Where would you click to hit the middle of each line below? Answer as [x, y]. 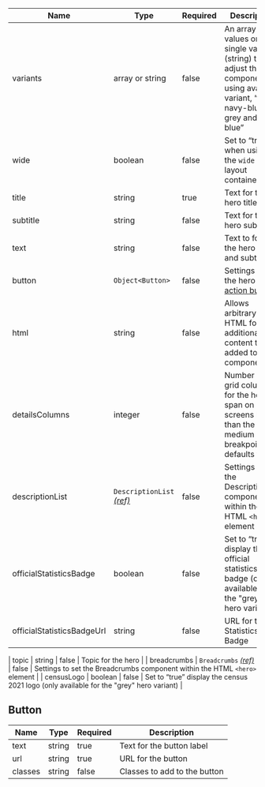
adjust [236, 68]
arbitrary [240, 313]
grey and [241, 118]
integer [127, 415]
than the [240, 424]
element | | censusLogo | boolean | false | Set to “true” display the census [128, 677]
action [236, 290]
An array [240, 29]
